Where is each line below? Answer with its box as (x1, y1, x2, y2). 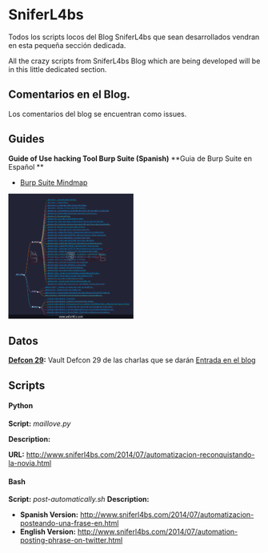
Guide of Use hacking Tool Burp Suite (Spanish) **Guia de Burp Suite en (8, 154, 252, 163)
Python (8, 401, 34, 411)
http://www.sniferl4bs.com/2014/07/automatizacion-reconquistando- (26, 450, 255, 459)
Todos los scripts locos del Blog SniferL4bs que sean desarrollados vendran (8, 32, 260, 42)
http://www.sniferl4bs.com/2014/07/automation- (77, 527, 238, 537)
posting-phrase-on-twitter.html (19, 535, 123, 545)
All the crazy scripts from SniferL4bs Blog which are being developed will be (8, 56, 261, 66)
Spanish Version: (19, 510, 78, 519)
